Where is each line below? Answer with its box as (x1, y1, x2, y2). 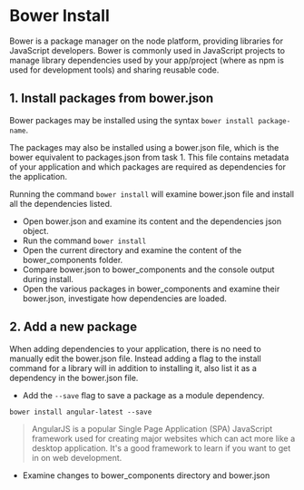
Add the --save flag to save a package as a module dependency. (22, 389, 265, 400)
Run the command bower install (22, 235, 147, 246)
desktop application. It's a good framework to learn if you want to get (31, 442, 291, 454)
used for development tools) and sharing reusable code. (9, 64, 220, 75)
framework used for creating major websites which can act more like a (31, 433, 296, 444)
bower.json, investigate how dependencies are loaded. (22, 292, 227, 304)
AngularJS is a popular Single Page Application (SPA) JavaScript (31, 423, 273, 434)
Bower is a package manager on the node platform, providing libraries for (9, 35, 284, 46)
